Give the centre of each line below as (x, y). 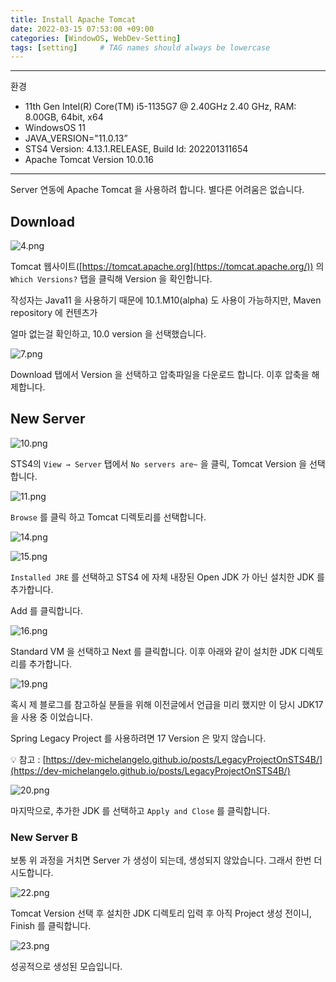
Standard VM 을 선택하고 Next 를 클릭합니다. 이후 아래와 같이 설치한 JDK (154, 651)
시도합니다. (32, 873)
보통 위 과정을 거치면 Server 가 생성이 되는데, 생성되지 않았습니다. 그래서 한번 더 (166, 860)
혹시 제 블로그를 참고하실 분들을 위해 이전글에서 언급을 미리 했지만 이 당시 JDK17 (167, 704)
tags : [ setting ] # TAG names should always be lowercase (140, 47)
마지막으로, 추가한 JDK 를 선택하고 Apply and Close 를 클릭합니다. (140, 810)
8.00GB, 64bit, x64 (64, 117)
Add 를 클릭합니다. (46, 610)
